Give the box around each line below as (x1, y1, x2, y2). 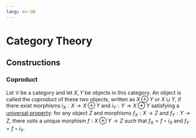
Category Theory (6, 34, 93, 47)
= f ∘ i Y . (6, 125, 25, 133)
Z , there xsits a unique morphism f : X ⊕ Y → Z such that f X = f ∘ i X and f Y (6, 117, 189, 126)
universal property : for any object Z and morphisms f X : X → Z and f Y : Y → (6, 110, 191, 118)
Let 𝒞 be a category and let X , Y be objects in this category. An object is (6, 89, 182, 96)
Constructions (6, 57, 61, 68)
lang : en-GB (6, 8, 36, 15)
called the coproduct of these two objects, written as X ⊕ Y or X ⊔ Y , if (6, 95, 182, 102)
